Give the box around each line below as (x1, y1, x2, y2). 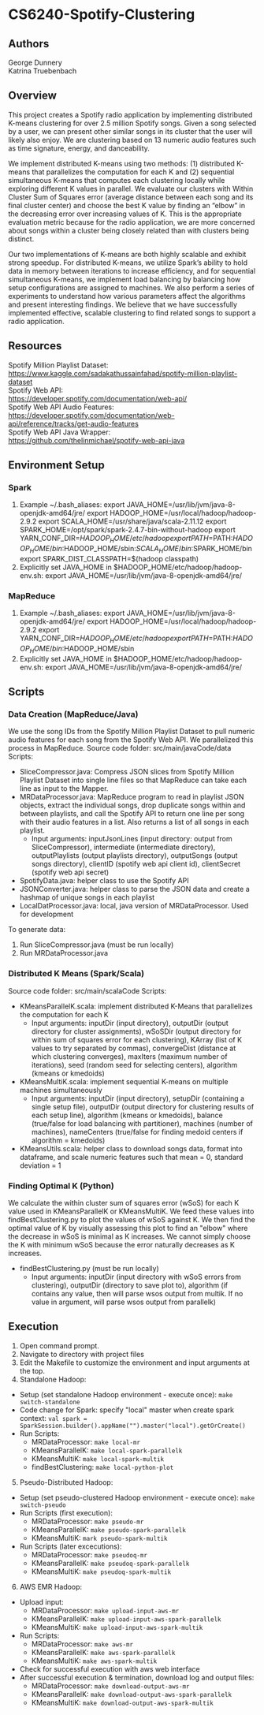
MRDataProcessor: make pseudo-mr (31, 1516, 144, 1526)
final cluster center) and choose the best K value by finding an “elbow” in (8, 200, 246, 210)
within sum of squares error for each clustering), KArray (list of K (31, 1035, 243, 1044)
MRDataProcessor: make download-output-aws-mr (31, 1681, 190, 1691)
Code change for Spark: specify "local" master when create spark (19, 1405, 235, 1415)
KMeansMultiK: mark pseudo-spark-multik (31, 1533, 168, 1542)
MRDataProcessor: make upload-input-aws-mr (31, 1605, 180, 1615)
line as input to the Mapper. (19, 784, 109, 793)
